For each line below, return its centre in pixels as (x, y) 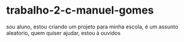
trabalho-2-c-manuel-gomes (80, 10)
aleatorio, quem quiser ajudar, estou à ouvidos (64, 33)
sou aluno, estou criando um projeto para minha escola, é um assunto (92, 27)
